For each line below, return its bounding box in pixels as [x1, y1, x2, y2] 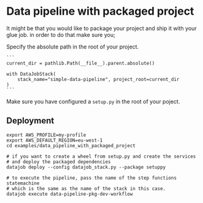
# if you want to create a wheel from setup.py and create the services [6, 153, 196, 159]
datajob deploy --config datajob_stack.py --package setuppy [6, 164, 166, 170]
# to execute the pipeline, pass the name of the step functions [6, 175, 177, 181]
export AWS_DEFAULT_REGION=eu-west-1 [6, 137, 103, 144]
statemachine [6, 180, 40, 186]
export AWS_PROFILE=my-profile [6, 132, 86, 138]
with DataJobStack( [6, 71, 56, 77]
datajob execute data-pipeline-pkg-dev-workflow [6, 191, 133, 197]
